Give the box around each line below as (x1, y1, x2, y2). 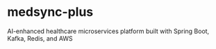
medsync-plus (7, 4, 94, 20)
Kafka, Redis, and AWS (7, 34, 73, 42)
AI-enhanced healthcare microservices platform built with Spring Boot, (7, 27, 210, 35)
